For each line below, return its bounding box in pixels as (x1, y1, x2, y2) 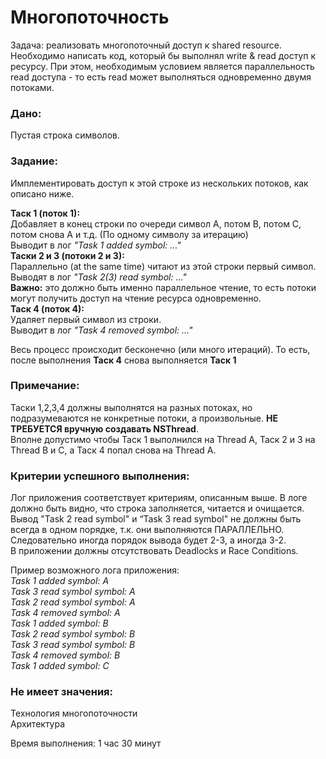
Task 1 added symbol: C (10, 660, 110, 672)
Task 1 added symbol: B (10, 617, 109, 630)
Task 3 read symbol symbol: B (10, 639, 136, 651)
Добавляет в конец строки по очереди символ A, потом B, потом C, (10, 217, 302, 230)
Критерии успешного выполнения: (10, 469, 190, 483)
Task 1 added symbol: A (10, 575, 110, 587)
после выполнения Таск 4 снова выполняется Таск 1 (10, 354, 237, 366)
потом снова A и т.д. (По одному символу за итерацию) (10, 228, 249, 240)
